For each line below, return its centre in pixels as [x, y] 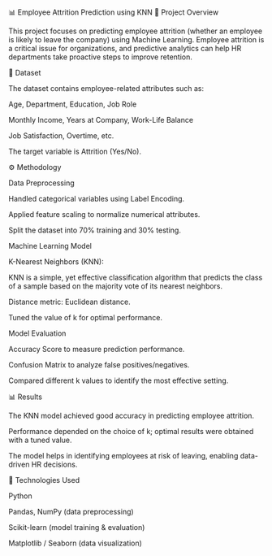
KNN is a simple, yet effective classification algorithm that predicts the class [136, 277]
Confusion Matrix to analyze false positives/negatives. [99, 365]
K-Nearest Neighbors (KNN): [56, 262]
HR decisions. [54, 464]
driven [19, 464]
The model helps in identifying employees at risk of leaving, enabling [123, 456]
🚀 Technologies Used [44, 480]
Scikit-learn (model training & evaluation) [77, 527]
